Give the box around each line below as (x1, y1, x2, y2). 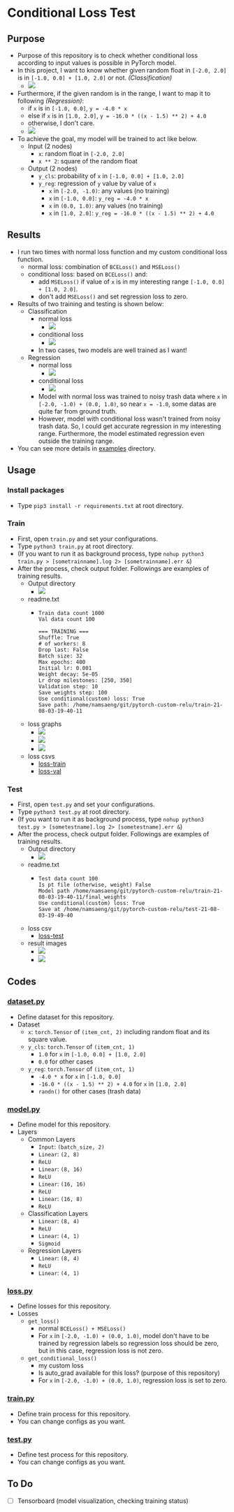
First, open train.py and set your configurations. (17, 535, 159, 543)
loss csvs (27, 752, 55, 760)
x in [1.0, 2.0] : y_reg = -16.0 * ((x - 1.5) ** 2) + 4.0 (48, 209, 214, 217)
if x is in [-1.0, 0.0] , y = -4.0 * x (27, 104, 128, 112)
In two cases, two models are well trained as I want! (38, 346, 187, 354)
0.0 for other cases (38, 1057, 94, 1066)
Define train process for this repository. (17, 1409, 131, 1418)
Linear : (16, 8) (38, 1195, 83, 1203)
